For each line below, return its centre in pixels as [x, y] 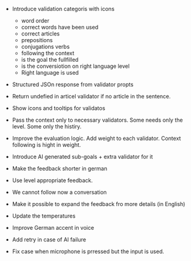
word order [35, 20]
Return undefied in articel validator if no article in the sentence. [91, 96]
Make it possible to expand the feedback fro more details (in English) [99, 204]
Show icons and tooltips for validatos [59, 108]
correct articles [40, 34]
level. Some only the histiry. [47, 127]
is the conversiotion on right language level [75, 66]
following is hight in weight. [46, 145]
